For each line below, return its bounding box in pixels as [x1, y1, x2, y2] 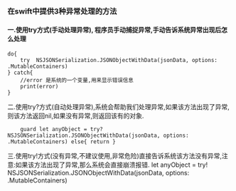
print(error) [20, 83, 59, 91]
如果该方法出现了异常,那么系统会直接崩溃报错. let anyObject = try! [15, 160, 208, 169]
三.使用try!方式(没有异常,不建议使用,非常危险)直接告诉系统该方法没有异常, [7, 152, 222, 160]
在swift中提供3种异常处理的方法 [7, 6, 117, 16]
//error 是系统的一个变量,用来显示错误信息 [20, 77, 134, 84]
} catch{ [7, 69, 33, 76]
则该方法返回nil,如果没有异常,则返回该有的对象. [7, 112, 144, 120]
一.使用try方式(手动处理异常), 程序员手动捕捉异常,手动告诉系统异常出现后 [7, 25, 222, 33]
